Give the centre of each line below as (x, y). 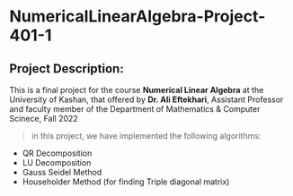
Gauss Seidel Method (62, 172)
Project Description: (67, 68)
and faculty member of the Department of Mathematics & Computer (135, 109)
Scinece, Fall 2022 (44, 119)
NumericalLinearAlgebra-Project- (138, 17)
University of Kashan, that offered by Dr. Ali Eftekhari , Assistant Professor (146, 99)
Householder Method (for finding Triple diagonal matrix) (126, 182)
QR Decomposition (57, 153)
